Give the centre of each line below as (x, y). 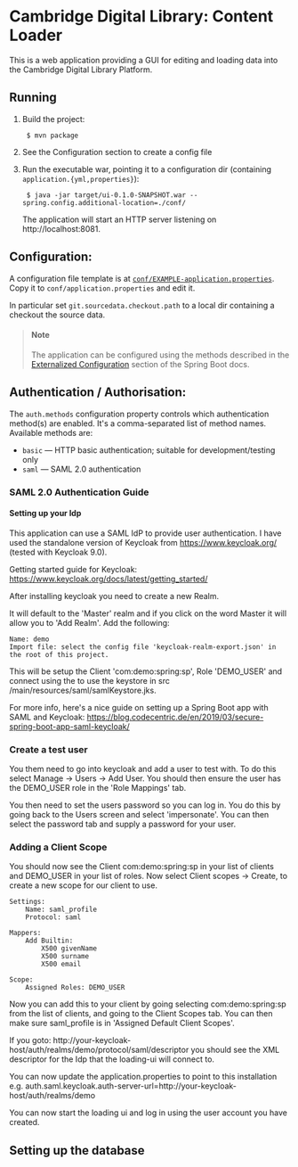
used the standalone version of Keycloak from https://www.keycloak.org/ (143, 542)
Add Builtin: (49, 941)
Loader (36, 35)
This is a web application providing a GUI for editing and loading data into (144, 60)
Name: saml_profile (61, 910)
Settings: (28, 902)
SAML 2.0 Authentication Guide (79, 492)
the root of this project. (59, 654)
